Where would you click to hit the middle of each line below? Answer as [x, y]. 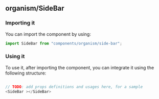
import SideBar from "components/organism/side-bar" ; [64, 43]
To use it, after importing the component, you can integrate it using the [80, 67]
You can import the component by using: [48, 34]
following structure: [26, 73]
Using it [15, 57]
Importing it [20, 23]
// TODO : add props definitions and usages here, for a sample [74, 87]
